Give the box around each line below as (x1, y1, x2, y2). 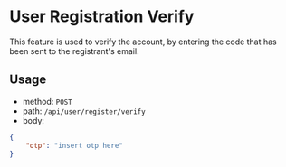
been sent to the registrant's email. (9, 45, 139, 56)
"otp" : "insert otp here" (25, 141, 124, 150)
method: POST (22, 96, 72, 107)
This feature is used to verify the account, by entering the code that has (9, 36, 278, 47)
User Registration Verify (9, 6, 195, 27)
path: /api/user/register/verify (22, 106, 147, 116)
